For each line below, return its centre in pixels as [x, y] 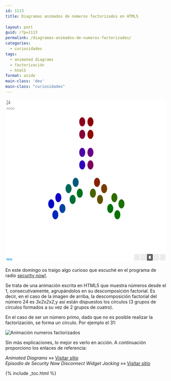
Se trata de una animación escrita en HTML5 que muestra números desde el [86, 285]
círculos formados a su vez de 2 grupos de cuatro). [59, 307]
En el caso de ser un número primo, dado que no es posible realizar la [79, 317]
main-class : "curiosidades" [35, 87]
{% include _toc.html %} [31, 373]
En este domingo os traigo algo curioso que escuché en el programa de [81, 270]
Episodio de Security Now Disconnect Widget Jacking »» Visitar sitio [78, 363]
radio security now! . [26, 275]
